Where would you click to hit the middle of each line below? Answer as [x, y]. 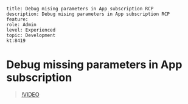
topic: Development [31, 35]
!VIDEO [30, 94]
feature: [17, 19]
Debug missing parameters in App [94, 65]
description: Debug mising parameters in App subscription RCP [88, 14]
